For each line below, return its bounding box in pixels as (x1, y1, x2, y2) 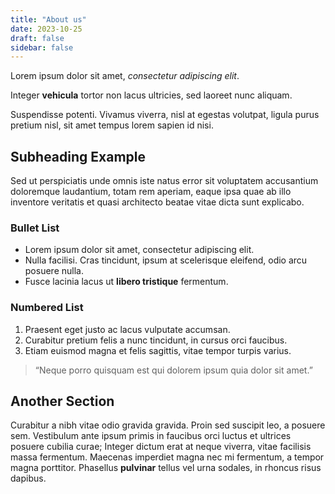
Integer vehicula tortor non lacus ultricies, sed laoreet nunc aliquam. (10, 89, 293, 101)
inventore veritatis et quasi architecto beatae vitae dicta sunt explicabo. (10, 196, 305, 208)
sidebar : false (10, 42, 74, 53)
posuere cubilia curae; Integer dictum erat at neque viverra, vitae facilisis (10, 441, 312, 453)
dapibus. (10, 472, 47, 485)
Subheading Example (10, 148, 146, 165)
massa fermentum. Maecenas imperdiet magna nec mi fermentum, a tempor (10, 451, 325, 463)
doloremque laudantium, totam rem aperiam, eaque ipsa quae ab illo (10, 186, 292, 198)
